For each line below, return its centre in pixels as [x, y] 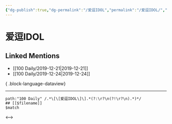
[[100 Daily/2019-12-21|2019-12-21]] [50, 68]
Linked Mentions [33, 56]
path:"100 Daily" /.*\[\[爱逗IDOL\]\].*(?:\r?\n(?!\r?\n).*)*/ [73, 98]
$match [12, 108]
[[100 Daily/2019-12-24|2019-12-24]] [51, 73]
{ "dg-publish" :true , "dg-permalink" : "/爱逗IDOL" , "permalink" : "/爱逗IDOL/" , [85, 10]
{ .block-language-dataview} [36, 83]
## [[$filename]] [24, 103]
